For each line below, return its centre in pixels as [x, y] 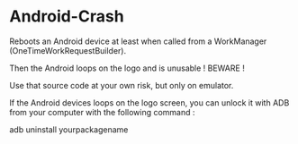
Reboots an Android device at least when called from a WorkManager [138, 41]
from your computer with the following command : [102, 112]
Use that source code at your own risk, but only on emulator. [122, 85]
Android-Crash [67, 17]
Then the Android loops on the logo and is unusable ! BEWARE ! [127, 68]
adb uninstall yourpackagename [69, 129]
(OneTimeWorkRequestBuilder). [68, 50]
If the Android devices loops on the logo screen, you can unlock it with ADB [149, 102]
